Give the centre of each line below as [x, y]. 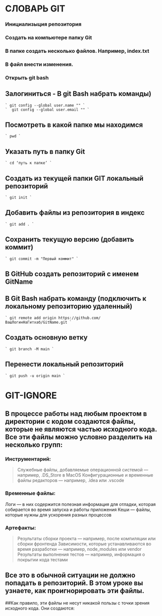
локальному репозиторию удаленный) [69, 307]
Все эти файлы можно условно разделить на [79, 437]
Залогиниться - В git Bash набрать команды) [78, 94]
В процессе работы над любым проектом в [76, 414]
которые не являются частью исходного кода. [81, 430]
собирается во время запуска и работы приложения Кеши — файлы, [78, 509]
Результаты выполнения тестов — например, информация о [81, 554]
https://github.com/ [79, 318]
